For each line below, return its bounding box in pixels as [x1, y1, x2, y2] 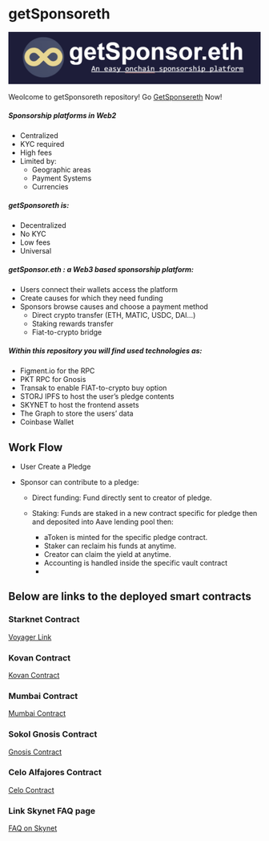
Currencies [31, 182, 69, 192]
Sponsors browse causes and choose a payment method [19, 302, 208, 311]
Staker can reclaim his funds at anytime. [43, 541, 177, 551]
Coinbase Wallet [19, 417, 74, 427]
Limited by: [19, 156, 58, 166]
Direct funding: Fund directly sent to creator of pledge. [31, 493, 212, 502]
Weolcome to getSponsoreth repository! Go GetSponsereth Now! [8, 92, 223, 102]
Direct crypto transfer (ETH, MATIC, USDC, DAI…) [31, 311, 196, 320]
